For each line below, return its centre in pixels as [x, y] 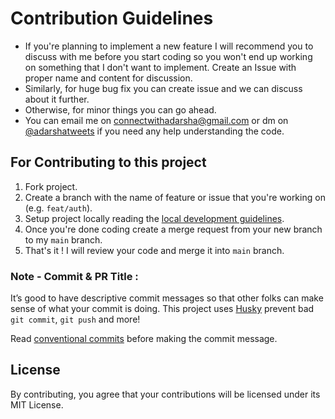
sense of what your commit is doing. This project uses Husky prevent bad [162, 309]
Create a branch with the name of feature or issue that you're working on [175, 197]
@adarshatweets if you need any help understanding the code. [154, 131]
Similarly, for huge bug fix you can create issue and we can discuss [163, 88]
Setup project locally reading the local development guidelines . [154, 218]
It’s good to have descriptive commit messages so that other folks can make [167, 298]
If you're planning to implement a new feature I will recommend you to [169, 46]
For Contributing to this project [108, 162]
